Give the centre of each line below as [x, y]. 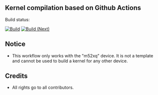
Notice [15, 44]
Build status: [17, 19]
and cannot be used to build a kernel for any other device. [70, 61]
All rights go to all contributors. [43, 88]
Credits [16, 76]
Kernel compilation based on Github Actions [73, 8]
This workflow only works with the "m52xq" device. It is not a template [83, 55]
